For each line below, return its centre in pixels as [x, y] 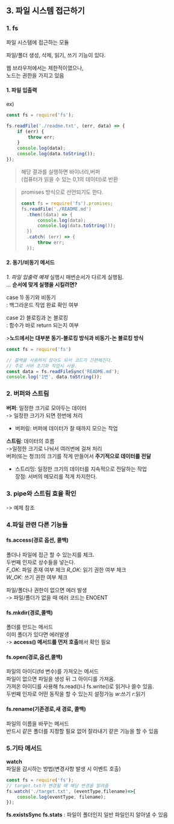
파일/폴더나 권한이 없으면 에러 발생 [47, 590]
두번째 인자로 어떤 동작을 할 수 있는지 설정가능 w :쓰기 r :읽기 [76, 694]
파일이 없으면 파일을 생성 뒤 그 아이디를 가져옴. [61, 679]
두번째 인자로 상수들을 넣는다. [41, 562]
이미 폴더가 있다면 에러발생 [38, 634]
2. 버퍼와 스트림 [28, 394]
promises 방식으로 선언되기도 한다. [62, 192]
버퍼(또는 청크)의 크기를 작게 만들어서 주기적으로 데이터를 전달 [79, 456]
